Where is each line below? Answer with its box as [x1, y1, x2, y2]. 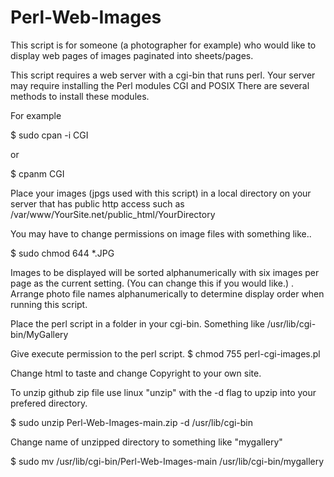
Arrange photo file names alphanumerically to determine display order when [10, 287, 325, 300]
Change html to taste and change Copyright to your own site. [10, 367, 262, 379]
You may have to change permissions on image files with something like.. [10, 227, 312, 240]
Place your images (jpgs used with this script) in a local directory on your [10, 187, 312, 199]
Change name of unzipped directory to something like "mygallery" [10, 436, 283, 448]
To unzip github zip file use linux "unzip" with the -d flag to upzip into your [10, 386, 317, 398]
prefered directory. [10, 397, 88, 409]
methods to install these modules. [10, 90, 150, 102]
